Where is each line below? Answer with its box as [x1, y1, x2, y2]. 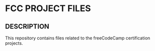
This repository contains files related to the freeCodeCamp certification [5, 35, 151, 41]
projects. [5, 40, 23, 46]
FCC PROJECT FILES [5, 3, 91, 14]
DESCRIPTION [5, 22, 49, 31]
